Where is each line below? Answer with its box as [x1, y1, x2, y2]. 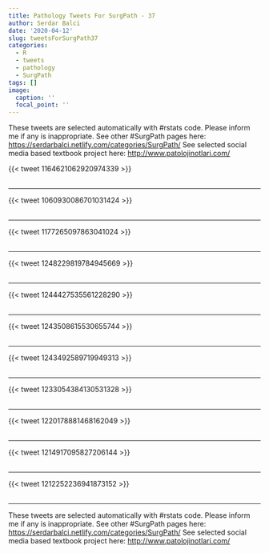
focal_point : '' [15, 101, 70, 109]
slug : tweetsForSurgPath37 [8, 34, 98, 42]
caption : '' [15, 94, 56, 102]
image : [8, 86, 30, 94]
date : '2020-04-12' [8, 26, 74, 34]
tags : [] [8, 78, 38, 86]
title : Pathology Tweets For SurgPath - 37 [8, 11, 156, 20]
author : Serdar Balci [8, 19, 81, 27]
